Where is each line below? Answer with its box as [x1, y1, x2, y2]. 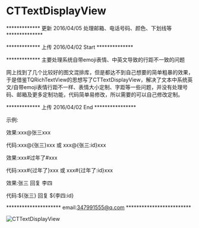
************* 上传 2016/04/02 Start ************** [6, 43, 134, 50]
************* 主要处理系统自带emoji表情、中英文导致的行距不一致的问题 [6, 56, 185, 63]
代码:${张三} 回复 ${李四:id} [6, 192, 74, 199]
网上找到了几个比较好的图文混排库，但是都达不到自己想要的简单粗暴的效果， [6, 68, 194, 75]
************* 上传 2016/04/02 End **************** [6, 103, 137, 110]
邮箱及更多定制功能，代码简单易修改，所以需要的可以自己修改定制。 [16, 91, 183, 98]
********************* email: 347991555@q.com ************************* [6, 204, 191, 211]
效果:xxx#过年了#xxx [6, 154, 58, 161]
